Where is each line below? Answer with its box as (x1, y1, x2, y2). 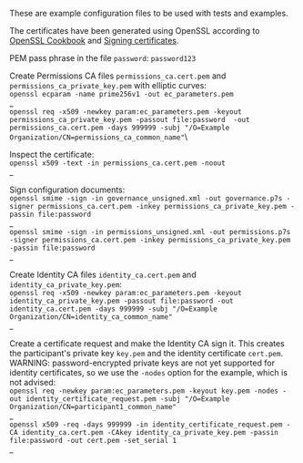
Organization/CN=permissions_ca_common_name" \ (9, 131, 188, 142)
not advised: (9, 377, 56, 387)
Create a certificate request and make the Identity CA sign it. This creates (9, 338, 285, 349)
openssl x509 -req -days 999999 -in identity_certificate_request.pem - (9, 420, 291, 429)
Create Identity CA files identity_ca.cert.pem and (9, 269, 197, 280)
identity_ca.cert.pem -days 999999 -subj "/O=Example (9, 304, 218, 314)
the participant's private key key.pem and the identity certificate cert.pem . (9, 348, 284, 358)
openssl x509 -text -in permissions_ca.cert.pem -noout (9, 159, 226, 168)
